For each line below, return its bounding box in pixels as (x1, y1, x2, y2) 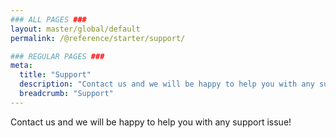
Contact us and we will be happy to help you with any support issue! (10, 116, 292, 128)
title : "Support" (19, 70, 92, 80)
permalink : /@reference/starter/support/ (10, 33, 186, 43)
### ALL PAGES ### (10, 14, 87, 25)
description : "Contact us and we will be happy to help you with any (19, 79, 315, 90)
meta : (10, 61, 33, 71)
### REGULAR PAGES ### (10, 51, 105, 61)
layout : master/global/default (10, 24, 141, 34)
